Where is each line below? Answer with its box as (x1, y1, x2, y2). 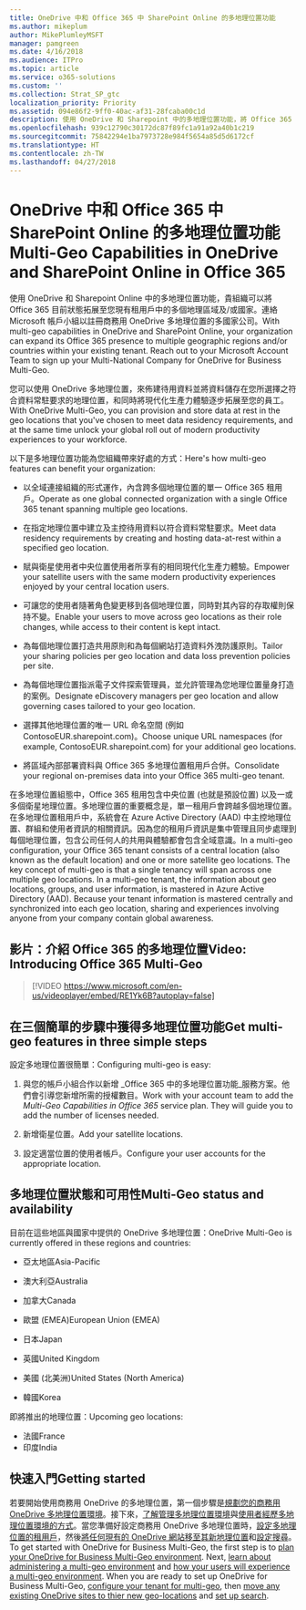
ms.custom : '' (9, 81, 64, 90)
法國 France (22, 1430, 66, 1441)
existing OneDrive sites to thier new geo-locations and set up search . (9, 1590, 270, 1601)
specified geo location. (22, 542, 109, 553)
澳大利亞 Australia (22, 1275, 88, 1286)
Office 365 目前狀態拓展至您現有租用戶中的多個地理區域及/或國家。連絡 (9, 304, 278, 315)
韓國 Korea (22, 1391, 62, 1402)
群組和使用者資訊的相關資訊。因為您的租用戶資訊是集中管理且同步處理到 (25, 823, 297, 834)
